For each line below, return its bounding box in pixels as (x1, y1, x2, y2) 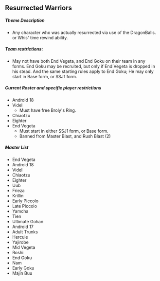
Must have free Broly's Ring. (19, 107, 76, 113)
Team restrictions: (5, 46, 43, 52)
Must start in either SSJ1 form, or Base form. (19, 128, 108, 134)
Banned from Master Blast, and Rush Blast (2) (19, 133, 111, 139)
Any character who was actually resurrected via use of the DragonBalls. (12, 30, 157, 35)
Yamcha (12, 209, 29, 214)
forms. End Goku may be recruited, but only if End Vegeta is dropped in (12, 63, 156, 70)
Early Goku (12, 265, 35, 271)
